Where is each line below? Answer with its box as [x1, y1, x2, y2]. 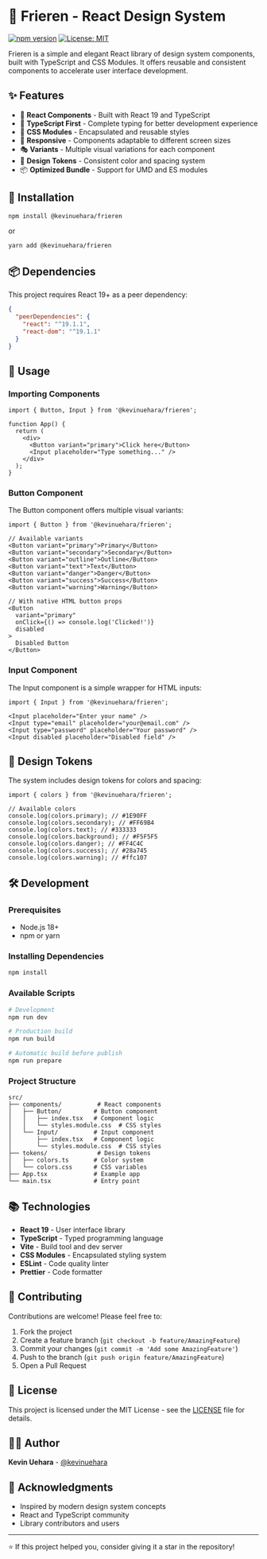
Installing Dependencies [8, 951, 105, 962]
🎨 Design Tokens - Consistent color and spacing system [19, 155, 205, 166]
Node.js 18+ [19, 923, 60, 932]
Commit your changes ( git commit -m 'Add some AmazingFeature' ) [19, 1343, 238, 1353]
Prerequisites [8, 904, 61, 915]
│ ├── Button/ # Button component [8, 1108, 158, 1116]
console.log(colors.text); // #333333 [8, 826, 137, 834]
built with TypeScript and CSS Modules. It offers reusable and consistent [8, 57, 246, 67]
